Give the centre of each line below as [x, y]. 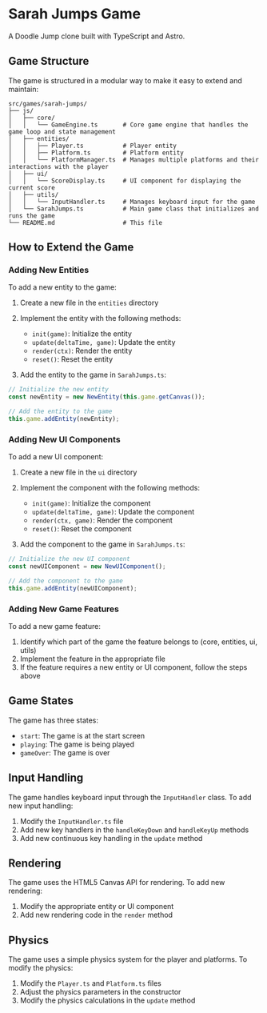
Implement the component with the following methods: [110, 488]
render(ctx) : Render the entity [82, 351]
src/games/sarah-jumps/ [48, 104]
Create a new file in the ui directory [78, 472]
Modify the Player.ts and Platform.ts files [90, 983]
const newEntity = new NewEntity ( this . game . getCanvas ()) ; [107, 397]
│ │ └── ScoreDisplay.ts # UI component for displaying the [125, 181]
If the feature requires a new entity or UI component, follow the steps [133, 667]
